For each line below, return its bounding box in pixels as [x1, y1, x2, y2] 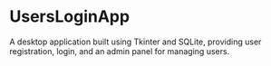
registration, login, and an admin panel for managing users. [9, 45, 230, 56]
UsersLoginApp [9, 6, 130, 27]
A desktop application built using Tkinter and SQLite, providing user [9, 36, 262, 47]
